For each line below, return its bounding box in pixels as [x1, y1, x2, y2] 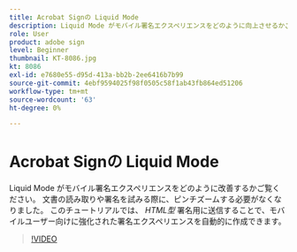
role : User [9, 29, 49, 38]
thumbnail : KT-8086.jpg [9, 54, 97, 63]
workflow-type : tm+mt [9, 87, 89, 95]
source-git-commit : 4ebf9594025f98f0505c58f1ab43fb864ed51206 [9, 79, 243, 88]
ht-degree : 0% [9, 103, 62, 112]
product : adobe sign [9, 37, 86, 47]
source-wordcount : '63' [9, 95, 97, 104]
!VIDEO [30, 233, 57, 244]
